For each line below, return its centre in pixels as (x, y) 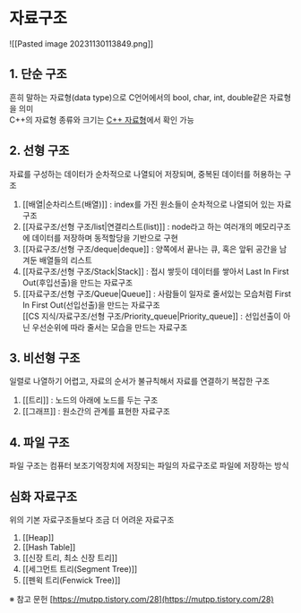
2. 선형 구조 (39, 151)
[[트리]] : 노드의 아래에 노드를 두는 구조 (90, 400)
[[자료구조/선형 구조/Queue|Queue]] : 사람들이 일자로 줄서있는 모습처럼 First (156, 294)
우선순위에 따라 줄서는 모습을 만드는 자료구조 (110, 327)
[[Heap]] (38, 537)
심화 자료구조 (43, 496)
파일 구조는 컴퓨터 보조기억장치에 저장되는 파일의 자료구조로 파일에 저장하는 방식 (149, 465)
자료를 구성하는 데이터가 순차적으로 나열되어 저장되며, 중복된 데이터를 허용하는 (146, 174)
